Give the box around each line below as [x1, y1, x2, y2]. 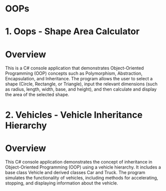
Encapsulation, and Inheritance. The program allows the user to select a [5, 76, 153, 82]
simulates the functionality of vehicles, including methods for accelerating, [5, 175, 159, 181]
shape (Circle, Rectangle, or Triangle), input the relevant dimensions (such [5, 81, 158, 87]
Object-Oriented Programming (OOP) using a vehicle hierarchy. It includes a [5, 164, 161, 170]
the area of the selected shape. [5, 92, 69, 98]
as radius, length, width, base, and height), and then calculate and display [5, 86, 157, 92]
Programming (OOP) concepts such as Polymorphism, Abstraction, [5, 70, 143, 76]
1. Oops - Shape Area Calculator [5, 26, 140, 37]
